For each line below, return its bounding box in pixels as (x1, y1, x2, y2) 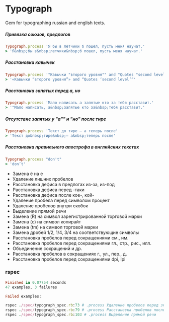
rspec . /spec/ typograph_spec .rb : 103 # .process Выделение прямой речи (5, 312, 156, 317)
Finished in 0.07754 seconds (5, 280, 66, 285)
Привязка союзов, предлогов (5, 31, 70, 37)
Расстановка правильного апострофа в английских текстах (5, 144, 139, 150)
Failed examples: (5, 294, 42, 299)
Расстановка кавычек (5, 59, 55, 65)
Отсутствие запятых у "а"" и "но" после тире (5, 116, 107, 122)
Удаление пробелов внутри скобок (12, 202, 89, 209)
